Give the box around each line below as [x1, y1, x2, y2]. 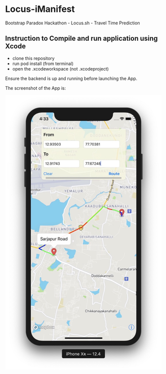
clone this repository [12, 55, 55, 61]
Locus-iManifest [5, 3, 75, 15]
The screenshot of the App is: [5, 85, 66, 91]
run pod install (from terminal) [12, 61, 74, 67]
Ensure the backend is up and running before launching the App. [5, 75, 138, 81]
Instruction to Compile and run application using [5, 34, 158, 43]
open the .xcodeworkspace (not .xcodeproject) [12, 66, 109, 72]
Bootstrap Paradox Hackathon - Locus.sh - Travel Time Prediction [5, 20, 140, 26]
